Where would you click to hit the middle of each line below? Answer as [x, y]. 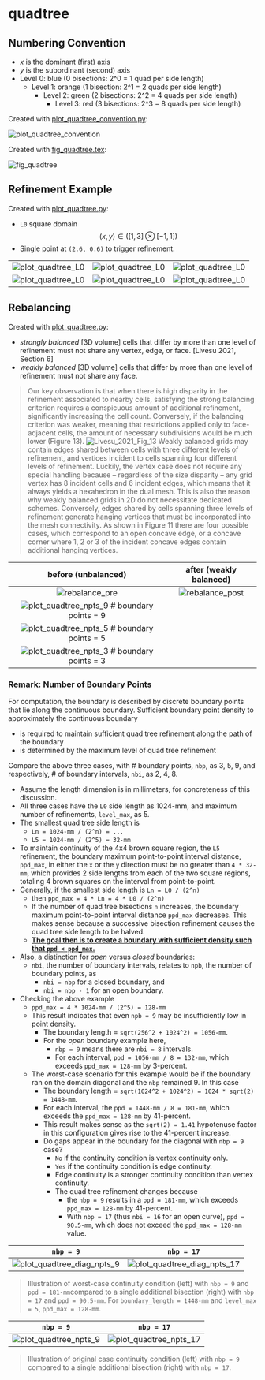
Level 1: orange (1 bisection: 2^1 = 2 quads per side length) [127, 87]
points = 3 [87, 661]
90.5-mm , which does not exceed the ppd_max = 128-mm [154, 1225]
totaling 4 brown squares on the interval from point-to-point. [118, 881]
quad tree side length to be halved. [88, 931]
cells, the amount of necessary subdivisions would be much [155, 433]
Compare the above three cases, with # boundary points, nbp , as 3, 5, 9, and [132, 765]
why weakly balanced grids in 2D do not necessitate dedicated [130, 500]
